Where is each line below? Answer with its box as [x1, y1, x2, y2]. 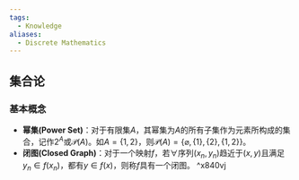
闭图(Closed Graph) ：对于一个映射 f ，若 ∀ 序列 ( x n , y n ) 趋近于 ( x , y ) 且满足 [22, 147, 286, 160]
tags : [9, 13, 30, 22]
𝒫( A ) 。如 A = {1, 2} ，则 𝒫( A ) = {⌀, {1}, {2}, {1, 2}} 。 [71, 136, 251, 147]
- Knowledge [17, 21, 63, 30]
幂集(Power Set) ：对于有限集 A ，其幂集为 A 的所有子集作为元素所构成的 [22, 124, 283, 135]
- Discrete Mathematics [17, 38, 106, 47]
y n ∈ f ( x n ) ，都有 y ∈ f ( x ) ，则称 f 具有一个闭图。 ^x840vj [22, 160, 226, 173]
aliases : [9, 30, 42, 39]
